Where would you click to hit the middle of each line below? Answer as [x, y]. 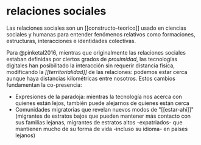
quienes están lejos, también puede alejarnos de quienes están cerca [102, 103]
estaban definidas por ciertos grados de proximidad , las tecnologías [92, 59]
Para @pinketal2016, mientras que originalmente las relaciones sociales [96, 52]
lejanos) [25, 135]
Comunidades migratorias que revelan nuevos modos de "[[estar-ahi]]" [104, 109]
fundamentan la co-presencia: [44, 85]
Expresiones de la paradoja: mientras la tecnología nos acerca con [99, 96]
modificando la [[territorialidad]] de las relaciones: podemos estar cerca [97, 72]
